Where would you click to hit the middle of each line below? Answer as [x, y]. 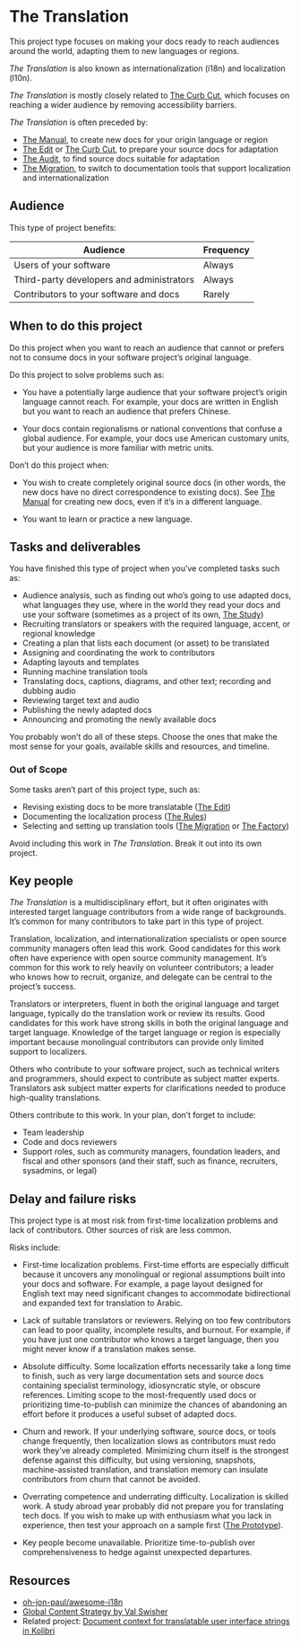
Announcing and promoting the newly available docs [119, 719]
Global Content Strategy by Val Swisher [95, 1612]
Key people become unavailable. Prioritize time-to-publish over [139, 1543]
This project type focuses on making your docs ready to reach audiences [145, 41]
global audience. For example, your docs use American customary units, [156, 438]
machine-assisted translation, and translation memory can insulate [145, 1470]
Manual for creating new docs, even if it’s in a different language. [142, 501]
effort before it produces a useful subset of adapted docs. [129, 1414]
